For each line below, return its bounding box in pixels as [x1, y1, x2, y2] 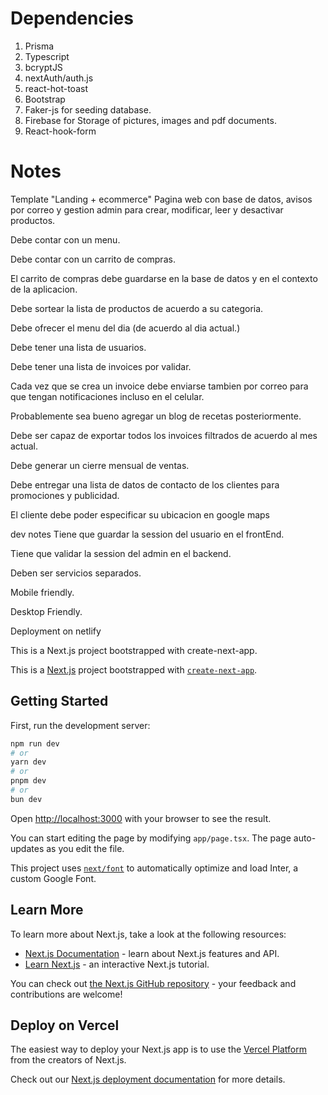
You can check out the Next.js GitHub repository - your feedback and [10, 977, 297, 989]
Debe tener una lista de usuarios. [10, 341, 147, 353]
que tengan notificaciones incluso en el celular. [10, 390, 205, 402]
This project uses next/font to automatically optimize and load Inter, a [10, 862, 299, 874]
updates [10, 842, 45, 854]
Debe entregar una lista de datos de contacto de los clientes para [10, 478, 280, 491]
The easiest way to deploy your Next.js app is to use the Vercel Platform [10, 1043, 308, 1056]
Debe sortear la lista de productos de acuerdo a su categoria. [10, 302, 264, 314]
